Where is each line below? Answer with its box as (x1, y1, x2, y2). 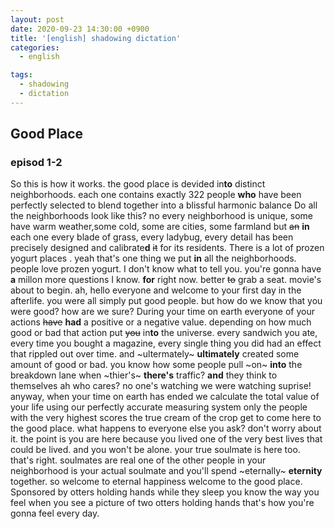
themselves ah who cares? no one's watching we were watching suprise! (10, 380, 312, 392)
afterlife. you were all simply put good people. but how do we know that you (10, 295, 323, 307)
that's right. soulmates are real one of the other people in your (10, 454, 267, 466)
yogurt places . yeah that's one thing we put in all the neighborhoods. (10, 252, 297, 265)
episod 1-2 (10, 156, 63, 170)
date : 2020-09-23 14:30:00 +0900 (10, 24, 150, 34)
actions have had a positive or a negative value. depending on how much (10, 316, 312, 328)
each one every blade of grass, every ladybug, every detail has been (10, 231, 294, 243)
